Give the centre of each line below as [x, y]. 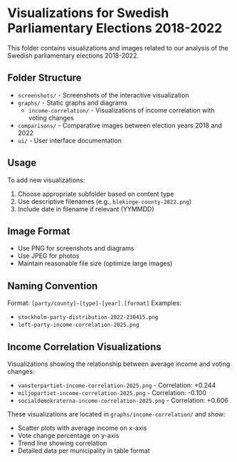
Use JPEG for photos [48, 256]
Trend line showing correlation [62, 443]
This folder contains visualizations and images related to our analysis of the [118, 48]
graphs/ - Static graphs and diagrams [73, 103]
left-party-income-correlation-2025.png [78, 325]
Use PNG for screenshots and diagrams [76, 248]
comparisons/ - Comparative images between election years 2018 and [120, 125]
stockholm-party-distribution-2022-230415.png [88, 317]
